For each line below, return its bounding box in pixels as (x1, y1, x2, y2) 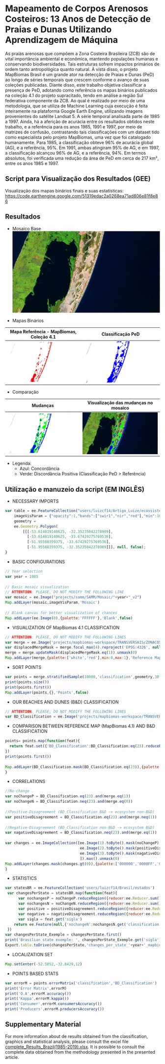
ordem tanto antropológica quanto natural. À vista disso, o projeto (5, 66, 138, 72)
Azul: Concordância (19, 466, 60, 471)
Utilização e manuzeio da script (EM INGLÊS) (5, 485, 145, 494)
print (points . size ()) (5, 680, 50, 685)
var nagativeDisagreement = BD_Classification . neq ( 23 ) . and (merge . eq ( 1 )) (5, 830, 157, 835)
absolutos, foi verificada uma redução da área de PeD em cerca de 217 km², (5, 155, 159, 161)
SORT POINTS (12, 664, 42, 670)
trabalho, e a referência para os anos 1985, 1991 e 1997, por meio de (5, 124, 142, 129)
